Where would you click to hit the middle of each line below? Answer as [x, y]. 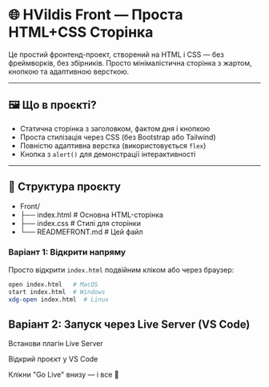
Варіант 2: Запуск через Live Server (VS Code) [129, 324]
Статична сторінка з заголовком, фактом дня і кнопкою [115, 128]
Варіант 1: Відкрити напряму [67, 252]
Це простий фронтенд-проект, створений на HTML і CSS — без [116, 54]
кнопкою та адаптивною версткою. [69, 71]
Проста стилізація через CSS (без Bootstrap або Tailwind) [118, 137]
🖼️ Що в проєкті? [52, 105]
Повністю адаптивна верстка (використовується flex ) [113, 145]
